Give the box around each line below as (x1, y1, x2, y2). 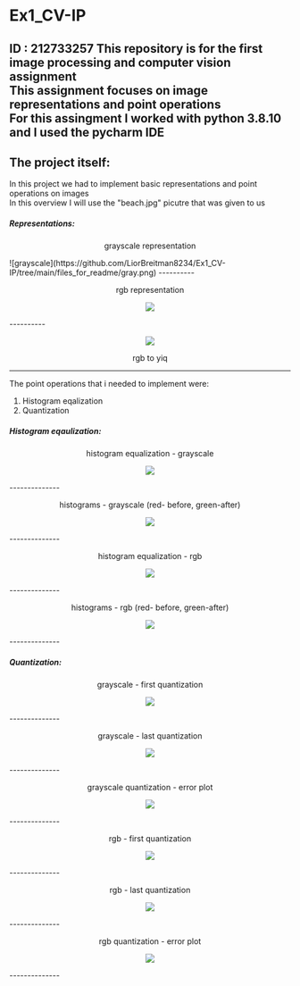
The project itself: (9, 155, 111, 170)
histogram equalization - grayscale (86, 448, 214, 459)
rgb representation (115, 285, 185, 296)
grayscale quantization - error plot (87, 782, 213, 793)
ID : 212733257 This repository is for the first (9, 41, 263, 56)
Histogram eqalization (21, 396, 104, 406)
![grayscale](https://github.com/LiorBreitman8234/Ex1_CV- (9, 258, 226, 269)
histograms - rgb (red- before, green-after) (71, 602, 229, 613)
